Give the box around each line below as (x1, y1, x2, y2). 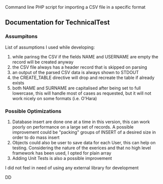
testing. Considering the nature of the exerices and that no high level (12, 145, 151, 151)
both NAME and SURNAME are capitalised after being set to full (12, 85, 141, 91)
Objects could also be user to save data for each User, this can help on (12, 139, 156, 145)
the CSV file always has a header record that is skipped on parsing (12, 64, 147, 70)
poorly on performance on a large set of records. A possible (12, 124, 134, 130)
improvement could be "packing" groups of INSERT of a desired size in (12, 129, 156, 135)
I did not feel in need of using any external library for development (5, 164, 139, 171)
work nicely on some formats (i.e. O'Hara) (12, 95, 97, 101)
